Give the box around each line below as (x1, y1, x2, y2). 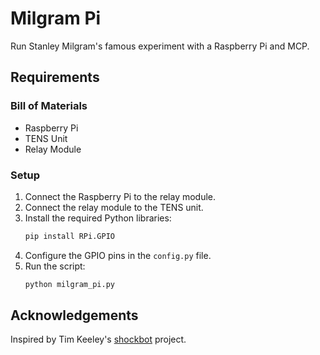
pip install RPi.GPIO (24, 231, 115, 241)
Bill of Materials (10, 99, 88, 113)
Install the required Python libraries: (24, 212, 172, 224)
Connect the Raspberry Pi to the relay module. (24, 190, 217, 202)
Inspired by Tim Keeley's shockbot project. (10, 333, 187, 346)
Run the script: (24, 260, 86, 272)
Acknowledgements (10, 307, 139, 324)
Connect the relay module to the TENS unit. (24, 201, 204, 213)
